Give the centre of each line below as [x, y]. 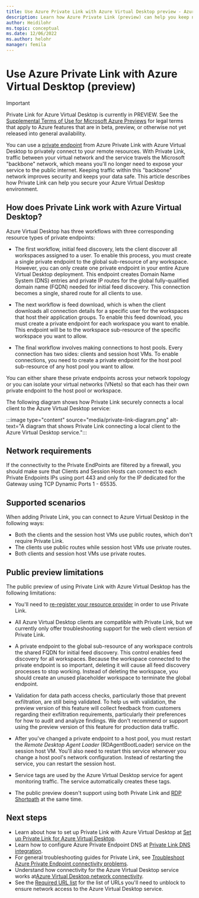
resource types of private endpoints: [51, 237]
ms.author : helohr [29, 39]
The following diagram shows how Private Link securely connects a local [95, 402]
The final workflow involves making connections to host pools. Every [99, 347]
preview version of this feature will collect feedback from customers [98, 708]
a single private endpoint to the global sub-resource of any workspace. [101, 261]
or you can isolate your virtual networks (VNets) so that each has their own [98, 384]
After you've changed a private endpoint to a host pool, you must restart [103, 739]
